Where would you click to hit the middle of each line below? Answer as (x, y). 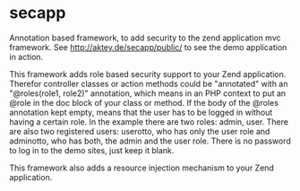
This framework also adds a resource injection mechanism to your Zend (142, 168)
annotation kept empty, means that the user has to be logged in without (141, 112)
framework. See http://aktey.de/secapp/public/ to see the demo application (148, 47)
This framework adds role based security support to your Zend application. (148, 74)
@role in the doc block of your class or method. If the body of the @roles (144, 102)
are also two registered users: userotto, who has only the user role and (140, 131)
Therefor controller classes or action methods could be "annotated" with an (149, 83)
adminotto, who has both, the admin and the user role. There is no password (150, 141)
